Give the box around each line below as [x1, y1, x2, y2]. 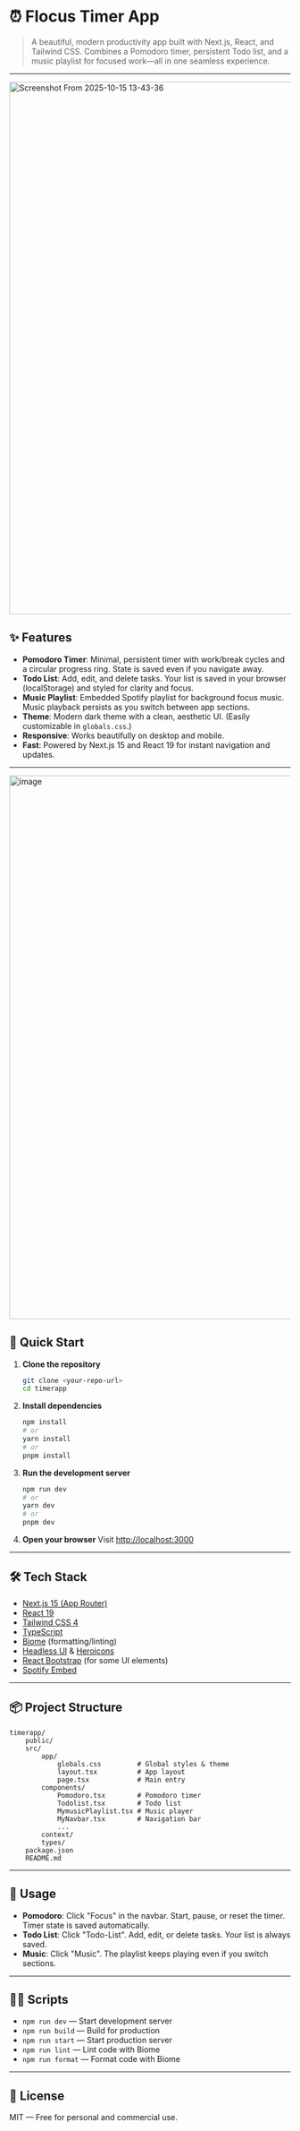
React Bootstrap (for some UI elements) [21, 1654, 169, 1665]
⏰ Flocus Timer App [9, 6, 160, 27]
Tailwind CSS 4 [21, 1617, 79, 1628]
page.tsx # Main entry [56, 1775, 186, 1784]
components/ [41, 1783, 87, 1792]
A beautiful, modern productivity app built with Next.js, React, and [30, 36, 274, 47]
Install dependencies [21, 1400, 103, 1412]
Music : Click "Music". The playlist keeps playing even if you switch [21, 1948, 269, 1959]
